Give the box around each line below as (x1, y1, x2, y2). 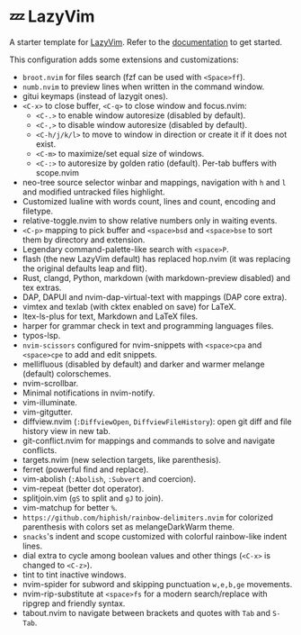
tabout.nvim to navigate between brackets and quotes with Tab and (22, 607, 271, 618)
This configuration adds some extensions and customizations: (9, 54, 240, 65)
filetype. (22, 205, 54, 216)
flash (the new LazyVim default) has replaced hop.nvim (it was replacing (22, 253, 291, 264)
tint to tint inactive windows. (22, 569, 127, 580)
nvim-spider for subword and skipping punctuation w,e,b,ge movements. (22, 578, 293, 589)
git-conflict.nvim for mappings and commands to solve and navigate (22, 435, 276, 446)
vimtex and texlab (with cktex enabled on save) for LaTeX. (22, 301, 236, 312)
